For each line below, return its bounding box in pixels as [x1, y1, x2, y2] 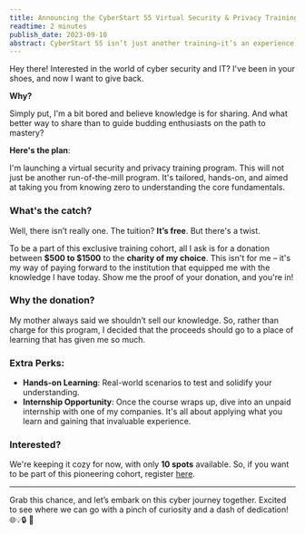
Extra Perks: [9, 356, 65, 369]
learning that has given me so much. [9, 334, 146, 345]
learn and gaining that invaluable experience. [22, 416, 192, 427]
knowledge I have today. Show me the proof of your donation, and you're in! [9, 271, 294, 282]
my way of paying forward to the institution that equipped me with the [9, 262, 271, 273]
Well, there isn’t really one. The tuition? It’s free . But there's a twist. [9, 225, 261, 236]
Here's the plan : [9, 145, 71, 156]
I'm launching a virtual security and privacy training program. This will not [9, 162, 284, 173]
